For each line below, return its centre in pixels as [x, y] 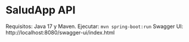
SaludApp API [41, 10]
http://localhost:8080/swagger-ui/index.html [60, 32]
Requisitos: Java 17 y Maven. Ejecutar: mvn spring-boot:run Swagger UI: [94, 26]
